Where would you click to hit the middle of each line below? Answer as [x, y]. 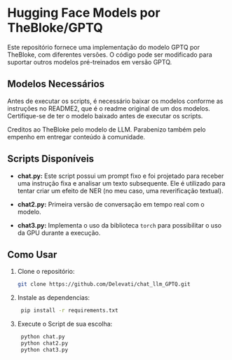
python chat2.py [45, 343]
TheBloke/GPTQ [55, 28]
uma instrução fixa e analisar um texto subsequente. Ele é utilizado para [121, 183]
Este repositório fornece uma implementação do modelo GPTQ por [104, 47]
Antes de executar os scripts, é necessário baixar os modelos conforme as [115, 101]
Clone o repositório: [46, 272]
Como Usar [32, 255]
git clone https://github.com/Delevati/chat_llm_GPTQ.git [104, 284]
